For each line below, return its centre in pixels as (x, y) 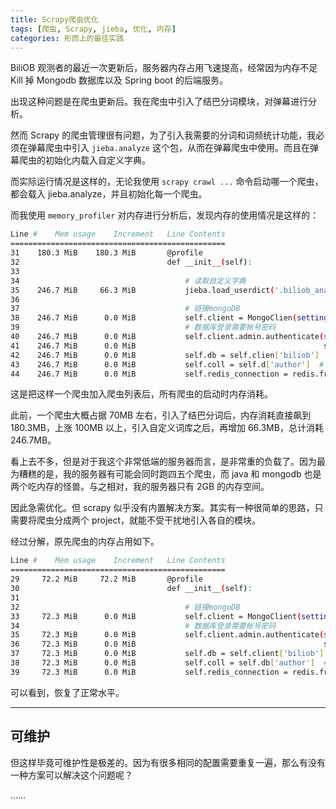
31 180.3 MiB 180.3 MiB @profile (106, 253)
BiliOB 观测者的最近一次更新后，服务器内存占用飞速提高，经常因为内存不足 (164, 68)
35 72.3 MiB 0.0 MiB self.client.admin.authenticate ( (167, 635)
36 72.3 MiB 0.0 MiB (73, 644)
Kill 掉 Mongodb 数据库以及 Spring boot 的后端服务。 (119, 80)
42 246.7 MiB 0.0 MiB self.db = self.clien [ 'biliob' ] (165, 355)
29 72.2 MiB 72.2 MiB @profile (106, 579)
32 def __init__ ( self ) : (131, 262)
